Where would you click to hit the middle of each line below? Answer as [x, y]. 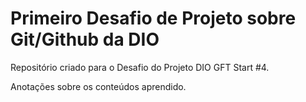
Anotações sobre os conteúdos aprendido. [98, 86]
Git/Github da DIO [85, 39]
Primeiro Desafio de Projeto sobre [153, 18]
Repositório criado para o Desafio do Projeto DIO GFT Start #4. [140, 67]
